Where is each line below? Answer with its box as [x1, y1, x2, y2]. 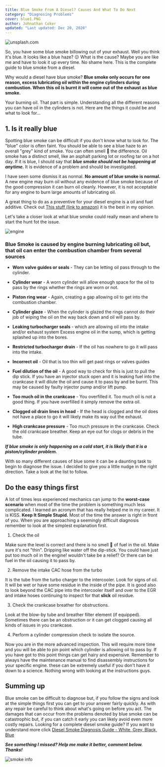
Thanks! [5, 747, 23, 753]
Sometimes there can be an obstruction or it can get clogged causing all [5, 617, 152, 623]
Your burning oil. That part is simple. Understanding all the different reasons [5, 99, 160, 105]
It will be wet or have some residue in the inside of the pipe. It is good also [5, 582, 156, 588]
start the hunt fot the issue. [5, 219, 60, 225]
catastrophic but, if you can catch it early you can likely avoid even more [5, 716, 153, 722]
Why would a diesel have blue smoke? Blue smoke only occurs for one [5, 74, 151, 80]
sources [5, 253, 26, 260]
